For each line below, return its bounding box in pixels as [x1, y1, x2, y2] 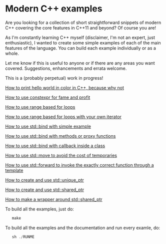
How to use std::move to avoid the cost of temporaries [5, 152, 117, 158]
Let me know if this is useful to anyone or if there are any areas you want [5, 60, 155, 66]
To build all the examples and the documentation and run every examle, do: [5, 225, 160, 231]
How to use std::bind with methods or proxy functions [5, 133, 116, 139]
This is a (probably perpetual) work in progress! [5, 75, 103, 81]
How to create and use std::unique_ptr [5, 177, 84, 183]
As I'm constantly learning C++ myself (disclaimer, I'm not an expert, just [5, 34, 155, 40]
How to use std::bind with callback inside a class [5, 143, 105, 149]
